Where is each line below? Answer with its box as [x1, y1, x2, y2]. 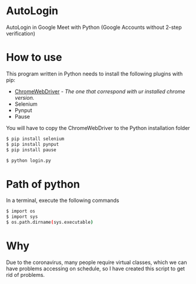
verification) [6, 30, 35, 37]
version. [14, 94, 35, 101]
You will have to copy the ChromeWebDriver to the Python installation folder [6, 124, 190, 131]
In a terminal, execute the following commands [6, 197, 119, 204]
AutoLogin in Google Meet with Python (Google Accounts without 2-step [6, 24, 182, 31]
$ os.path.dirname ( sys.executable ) [6, 220, 94, 226]
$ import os [6, 208, 35, 214]
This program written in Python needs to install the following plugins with [6, 70, 183, 77]
